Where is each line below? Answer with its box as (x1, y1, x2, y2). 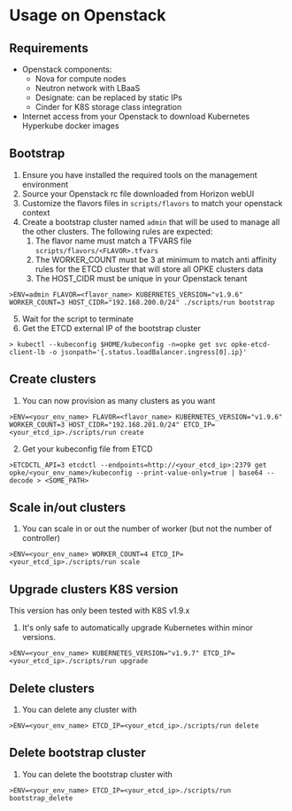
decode (9, 475, 34, 485)
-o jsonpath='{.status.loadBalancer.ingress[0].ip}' (48, 347, 248, 357)
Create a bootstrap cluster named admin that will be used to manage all (21, 216, 280, 227)
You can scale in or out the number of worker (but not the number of (21, 523, 273, 534)
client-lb (9, 347, 46, 357)
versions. (21, 632, 56, 643)
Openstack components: (21, 64, 112, 74)
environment (21, 179, 69, 189)
